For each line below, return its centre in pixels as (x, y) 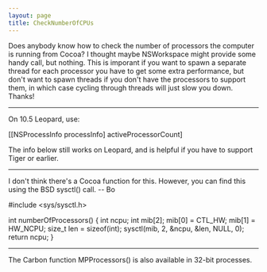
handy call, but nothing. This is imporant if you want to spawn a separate (127, 62)
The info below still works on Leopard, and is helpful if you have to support (131, 149)
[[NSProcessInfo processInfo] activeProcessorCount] (95, 134)
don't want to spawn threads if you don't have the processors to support (127, 79)
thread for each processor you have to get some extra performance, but (126, 71)
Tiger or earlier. (34, 158)
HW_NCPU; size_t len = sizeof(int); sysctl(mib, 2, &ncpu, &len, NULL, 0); (126, 228)
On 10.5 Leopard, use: (44, 119)
